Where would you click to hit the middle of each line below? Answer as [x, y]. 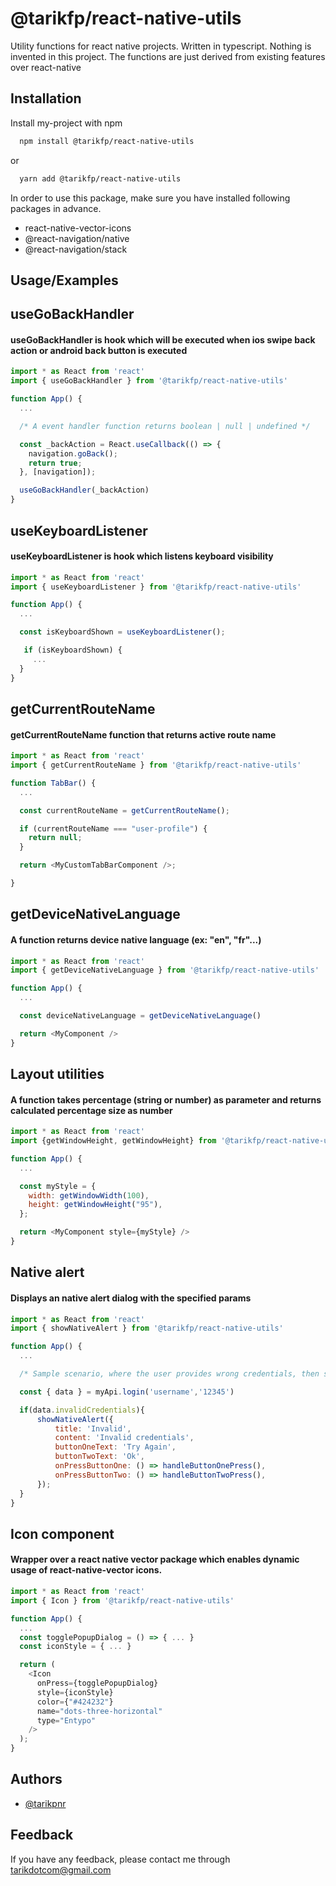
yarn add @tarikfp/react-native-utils [100, 178]
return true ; [55, 463]
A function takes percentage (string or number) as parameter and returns [166, 1099]
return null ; [55, 838]
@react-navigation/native [77, 238]
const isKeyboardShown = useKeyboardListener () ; [122, 632]
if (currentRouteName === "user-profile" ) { [113, 828]
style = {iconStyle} [75, 1692]
